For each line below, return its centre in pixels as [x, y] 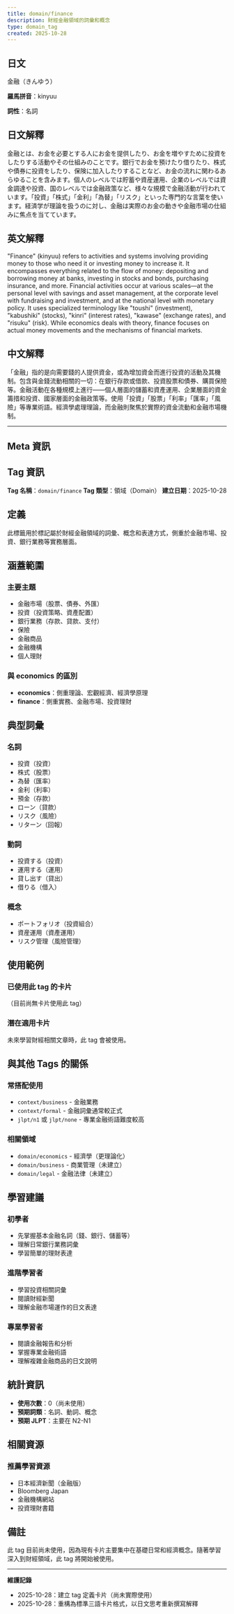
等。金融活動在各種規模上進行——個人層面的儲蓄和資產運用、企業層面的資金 [117, 389]
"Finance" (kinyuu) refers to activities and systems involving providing [108, 256]
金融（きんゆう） [32, 82]
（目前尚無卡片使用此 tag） [46, 1003]
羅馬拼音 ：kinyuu [32, 96]
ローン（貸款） [39, 807]
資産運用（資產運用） [48, 932]
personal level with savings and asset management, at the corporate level [113, 293]
